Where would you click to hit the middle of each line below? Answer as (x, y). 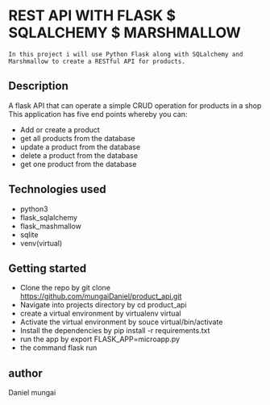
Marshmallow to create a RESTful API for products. (97, 61)
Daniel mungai (32, 393)
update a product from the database (80, 147)
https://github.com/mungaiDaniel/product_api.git (101, 296)
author (25, 373)
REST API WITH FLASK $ (92, 16)
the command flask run (58, 348)
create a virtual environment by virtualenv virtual (100, 314)
